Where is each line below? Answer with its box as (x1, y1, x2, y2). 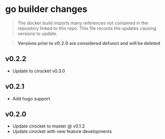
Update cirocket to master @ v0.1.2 (12, 123, 85, 129)
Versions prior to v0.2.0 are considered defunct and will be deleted (17, 40, 160, 46)
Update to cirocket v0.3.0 (12, 68, 65, 74)
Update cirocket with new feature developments (12, 129, 112, 135)
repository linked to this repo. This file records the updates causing (17, 25, 156, 31)
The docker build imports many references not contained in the (17, 20, 148, 26)
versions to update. (17, 30, 58, 36)
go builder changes (5, 3, 88, 15)
